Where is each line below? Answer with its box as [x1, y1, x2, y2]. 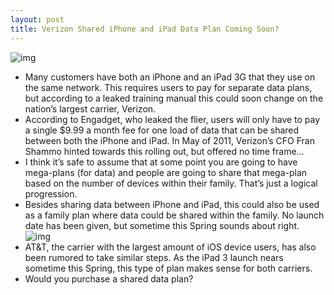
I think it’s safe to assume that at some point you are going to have [24, 156, 298, 168]
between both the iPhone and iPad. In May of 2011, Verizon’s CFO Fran [24, 134, 315, 146]
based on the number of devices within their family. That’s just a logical [24, 177, 318, 189]
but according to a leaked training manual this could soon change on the [24, 92, 324, 104]
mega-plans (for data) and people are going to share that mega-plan [24, 166, 308, 178]
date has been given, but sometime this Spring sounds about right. [24, 219, 300, 231]
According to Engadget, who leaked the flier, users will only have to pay [24, 113, 321, 125]
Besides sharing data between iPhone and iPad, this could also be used [24, 198, 320, 210]
